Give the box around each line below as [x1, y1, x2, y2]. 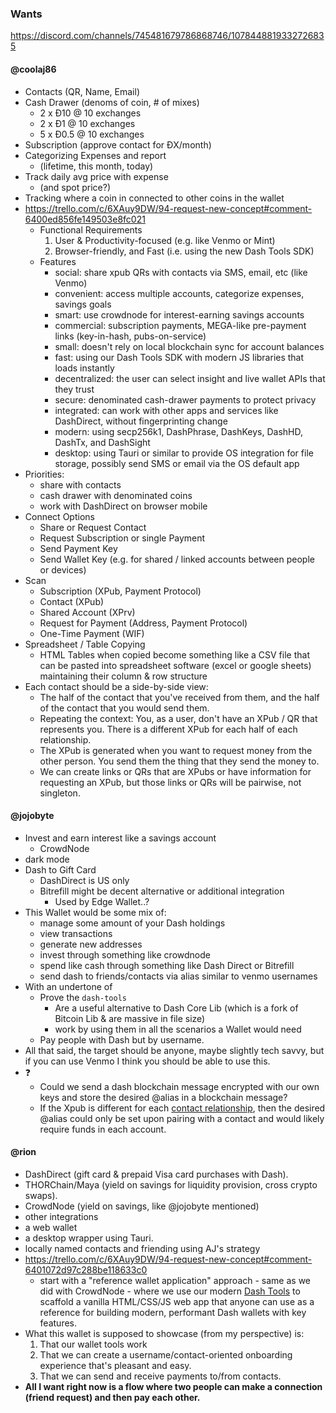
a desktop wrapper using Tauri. [24, 1232, 154, 1244]
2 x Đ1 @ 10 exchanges [39, 117, 136, 129]
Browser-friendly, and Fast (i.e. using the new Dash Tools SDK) [54, 245, 315, 257]
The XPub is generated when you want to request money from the [39, 744, 313, 756]
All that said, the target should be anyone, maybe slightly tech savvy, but [24, 1044, 325, 1056]
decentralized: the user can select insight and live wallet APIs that [54, 372, 326, 384]
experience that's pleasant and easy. [39, 1359, 192, 1371]
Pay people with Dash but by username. [39, 1033, 205, 1046]
